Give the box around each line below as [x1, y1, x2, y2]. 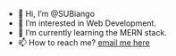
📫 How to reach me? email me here [17, 37, 150, 48]
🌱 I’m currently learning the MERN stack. [17, 28, 167, 37]
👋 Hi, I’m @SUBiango [17, 9, 96, 19]
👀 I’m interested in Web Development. [17, 18, 156, 28]
